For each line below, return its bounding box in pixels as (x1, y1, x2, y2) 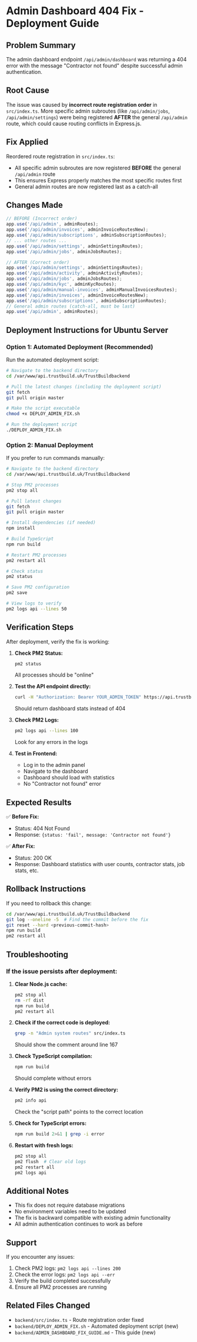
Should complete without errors (14, 1075, 92, 1082)
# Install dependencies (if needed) (6, 520, 96, 526)
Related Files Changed (6, 1301, 90, 1311)
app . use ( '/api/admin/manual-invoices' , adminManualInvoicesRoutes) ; (6, 286, 178, 293)
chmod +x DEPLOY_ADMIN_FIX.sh (6, 411, 81, 417)
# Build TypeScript (6, 536, 54, 542)
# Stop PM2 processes (6, 482, 59, 488)
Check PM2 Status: (14, 649, 63, 657)
